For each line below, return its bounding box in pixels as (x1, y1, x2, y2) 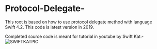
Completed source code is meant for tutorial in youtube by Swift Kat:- (5, 33, 144, 39)
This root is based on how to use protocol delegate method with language (5, 19, 153, 25)
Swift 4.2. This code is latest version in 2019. (5, 24, 94, 30)
